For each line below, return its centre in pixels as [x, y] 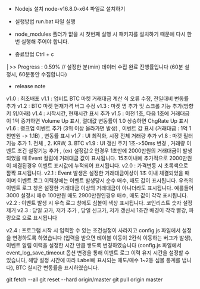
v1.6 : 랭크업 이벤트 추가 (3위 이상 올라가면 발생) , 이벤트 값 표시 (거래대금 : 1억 [97, 128]
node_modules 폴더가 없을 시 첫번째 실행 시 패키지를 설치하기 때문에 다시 [100, 34]
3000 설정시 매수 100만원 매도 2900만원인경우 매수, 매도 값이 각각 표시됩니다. [97, 195]
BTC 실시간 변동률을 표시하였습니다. [57, 268]
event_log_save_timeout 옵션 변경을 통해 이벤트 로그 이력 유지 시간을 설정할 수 [98, 253]
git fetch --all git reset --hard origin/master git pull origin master [85, 279]
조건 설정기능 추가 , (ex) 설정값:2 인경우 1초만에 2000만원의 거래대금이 [99, 150]
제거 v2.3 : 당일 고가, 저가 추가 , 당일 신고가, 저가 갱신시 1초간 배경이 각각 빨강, [97, 210]
